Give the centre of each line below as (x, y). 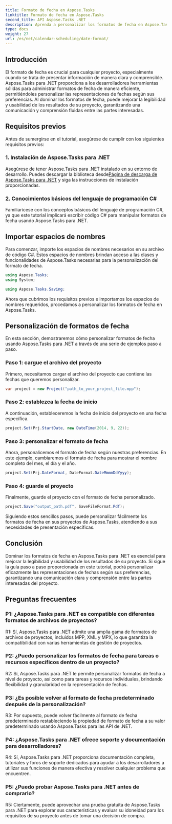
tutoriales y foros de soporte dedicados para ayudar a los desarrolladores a (85, 763)
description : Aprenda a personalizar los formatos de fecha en (74, 24)
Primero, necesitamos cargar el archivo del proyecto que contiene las (79, 374)
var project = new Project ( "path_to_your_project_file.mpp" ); (73, 389)
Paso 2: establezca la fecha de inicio (51, 402)
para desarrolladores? (33, 746)
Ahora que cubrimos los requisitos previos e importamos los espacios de (82, 299)
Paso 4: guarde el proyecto (39, 486)
